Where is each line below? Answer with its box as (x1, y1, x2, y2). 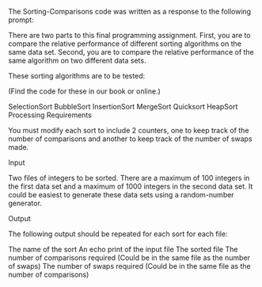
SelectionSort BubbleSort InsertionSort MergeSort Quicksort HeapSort (8, 102, 238, 111)
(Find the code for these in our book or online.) (8, 86, 161, 96)
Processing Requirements (8, 110, 93, 120)
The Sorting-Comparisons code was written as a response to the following (8, 7, 252, 16)
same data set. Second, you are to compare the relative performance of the (8, 48, 255, 56)
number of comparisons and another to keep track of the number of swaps (8, 134, 253, 143)
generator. (8, 198, 42, 208)
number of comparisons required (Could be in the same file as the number (8, 253, 251, 262)
